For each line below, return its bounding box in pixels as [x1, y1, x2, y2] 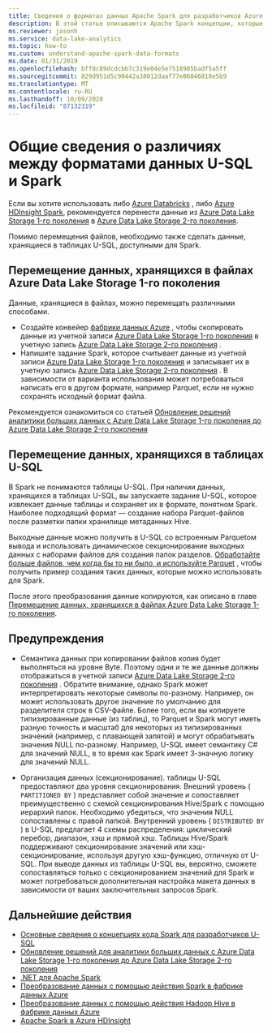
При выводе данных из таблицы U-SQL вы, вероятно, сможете [38, 859, 257, 868]
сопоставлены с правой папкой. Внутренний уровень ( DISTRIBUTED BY [19, 816, 265, 825]
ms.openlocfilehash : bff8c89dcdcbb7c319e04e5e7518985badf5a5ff [8, 65, 227, 73]
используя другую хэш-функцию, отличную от [86, 850, 249, 860]
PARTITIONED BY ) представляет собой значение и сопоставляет [19, 790, 240, 799]
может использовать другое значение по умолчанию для [19, 696, 221, 706]
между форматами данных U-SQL [8, 155, 253, 173]
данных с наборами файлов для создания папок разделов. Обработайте [8, 549, 261, 559]
